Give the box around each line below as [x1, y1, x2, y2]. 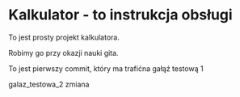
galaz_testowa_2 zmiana [8, 79, 90, 89]
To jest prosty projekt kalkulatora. [8, 32, 120, 42]
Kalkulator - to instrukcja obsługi [8, 6, 233, 24]
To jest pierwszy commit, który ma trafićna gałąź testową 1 [8, 63, 204, 74]
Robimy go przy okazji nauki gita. [8, 48, 119, 57]
